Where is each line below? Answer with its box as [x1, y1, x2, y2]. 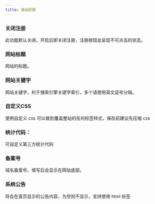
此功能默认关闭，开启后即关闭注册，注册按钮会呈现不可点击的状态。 [5, 37, 145, 43]
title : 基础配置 [5, 7, 36, 12]
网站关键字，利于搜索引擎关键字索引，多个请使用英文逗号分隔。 [5, 89, 136, 95]
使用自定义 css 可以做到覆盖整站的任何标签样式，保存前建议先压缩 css [5, 115, 150, 121]
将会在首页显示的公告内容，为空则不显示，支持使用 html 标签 [5, 193, 131, 199]
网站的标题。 [5, 63, 31, 69]
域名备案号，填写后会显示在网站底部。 [5, 167, 84, 173]
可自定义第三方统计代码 [5, 141, 53, 147]
